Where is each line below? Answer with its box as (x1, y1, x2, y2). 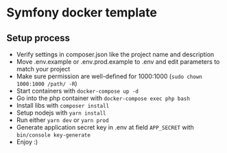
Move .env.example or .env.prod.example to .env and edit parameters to (16, 58, 220, 66)
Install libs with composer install (16, 102, 110, 109)
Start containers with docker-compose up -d (16, 87, 139, 95)
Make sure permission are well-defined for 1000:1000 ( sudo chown (16, 72, 203, 80)
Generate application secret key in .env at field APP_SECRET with (16, 123, 195, 131)
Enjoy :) (16, 138, 38, 145)
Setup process (6, 32, 70, 44)
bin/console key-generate (16, 132, 91, 139)
